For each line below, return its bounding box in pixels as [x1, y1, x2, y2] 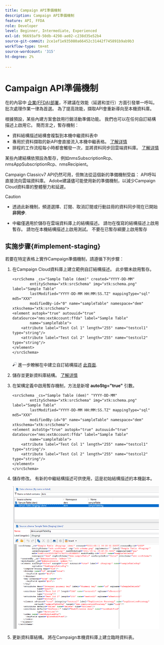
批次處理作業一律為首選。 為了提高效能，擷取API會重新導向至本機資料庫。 [5, 106, 155, 112]
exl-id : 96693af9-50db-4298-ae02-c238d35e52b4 [5, 34, 102, 39]
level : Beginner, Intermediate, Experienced [5, 28, 97, 34]
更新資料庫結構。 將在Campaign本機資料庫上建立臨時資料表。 [12, 634, 137, 640]
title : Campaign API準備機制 [5, 8, 61, 13]
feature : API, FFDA [5, 18, 45, 23]
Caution [5, 193, 21, 200]
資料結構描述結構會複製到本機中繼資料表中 [12, 132, 98, 139]
